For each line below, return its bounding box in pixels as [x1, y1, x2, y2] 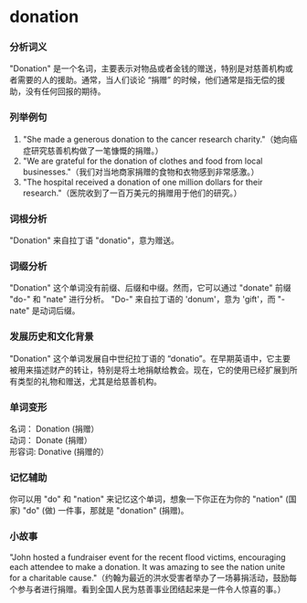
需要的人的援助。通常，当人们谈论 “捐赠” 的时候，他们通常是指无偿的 [16, 75, 278, 86]
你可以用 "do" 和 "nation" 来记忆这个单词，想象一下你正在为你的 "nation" [9, 493, 284, 504]
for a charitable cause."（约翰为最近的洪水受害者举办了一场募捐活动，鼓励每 [9, 572, 297, 583]
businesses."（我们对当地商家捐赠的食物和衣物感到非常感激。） [22, 166, 259, 177]
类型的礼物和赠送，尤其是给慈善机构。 [16, 376, 162, 386]
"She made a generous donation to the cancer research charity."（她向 [22, 133, 290, 144]
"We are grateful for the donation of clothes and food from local [22, 155, 263, 166]
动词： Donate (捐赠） [9, 434, 93, 445]
